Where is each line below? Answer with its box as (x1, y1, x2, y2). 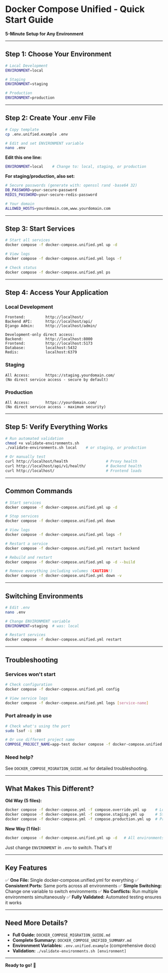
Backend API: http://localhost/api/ (5, 319, 93, 324)
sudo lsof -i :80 (5, 728, 41, 733)
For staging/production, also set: (5, 173, 75, 179)
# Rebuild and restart (5, 555, 52, 560)
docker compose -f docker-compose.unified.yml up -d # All (5, 835, 135, 840)
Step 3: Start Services (5, 224, 75, 233)
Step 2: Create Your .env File (5, 114, 96, 122)
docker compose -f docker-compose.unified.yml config (5, 687, 120, 692)
